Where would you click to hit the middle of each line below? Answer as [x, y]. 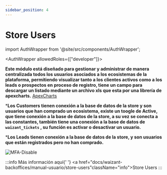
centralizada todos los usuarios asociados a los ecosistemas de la [76, 74]
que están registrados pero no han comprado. [54, 142]
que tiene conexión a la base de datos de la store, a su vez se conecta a [82, 116]
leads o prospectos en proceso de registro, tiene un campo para [74, 85]
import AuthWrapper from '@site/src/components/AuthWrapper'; [73, 49]
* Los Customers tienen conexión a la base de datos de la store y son [78, 106]
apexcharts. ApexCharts [31, 96]
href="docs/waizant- [100, 162]
